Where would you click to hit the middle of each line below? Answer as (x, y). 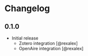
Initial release (25, 38)
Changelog (27, 9)
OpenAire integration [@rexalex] (51, 48)
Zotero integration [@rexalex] (48, 43)
